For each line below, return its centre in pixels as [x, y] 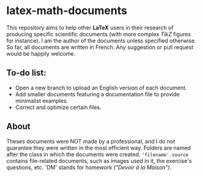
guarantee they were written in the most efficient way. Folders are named [99, 148]
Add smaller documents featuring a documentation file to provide [97, 94]
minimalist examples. [42, 100]
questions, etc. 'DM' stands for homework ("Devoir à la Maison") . [89, 167]
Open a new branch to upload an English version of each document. [101, 88]
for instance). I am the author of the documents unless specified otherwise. [101, 40]
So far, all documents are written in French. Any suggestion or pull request [100, 47]
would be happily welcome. [41, 53]
